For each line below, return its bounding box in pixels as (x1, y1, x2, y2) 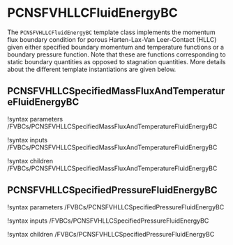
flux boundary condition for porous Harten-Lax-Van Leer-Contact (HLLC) (7, 35, 217, 43)
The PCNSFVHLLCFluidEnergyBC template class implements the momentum (7, 28, 216, 36)
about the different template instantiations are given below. (7, 65, 176, 73)
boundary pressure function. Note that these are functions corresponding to (7, 50, 226, 59)
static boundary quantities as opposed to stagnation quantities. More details (7, 57, 226, 66)
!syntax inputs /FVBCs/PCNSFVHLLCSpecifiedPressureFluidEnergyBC (7, 216, 209, 225)
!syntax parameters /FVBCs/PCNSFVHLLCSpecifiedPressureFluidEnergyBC (7, 202, 225, 211)
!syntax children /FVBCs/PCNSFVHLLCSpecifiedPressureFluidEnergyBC (7, 230, 215, 238)
